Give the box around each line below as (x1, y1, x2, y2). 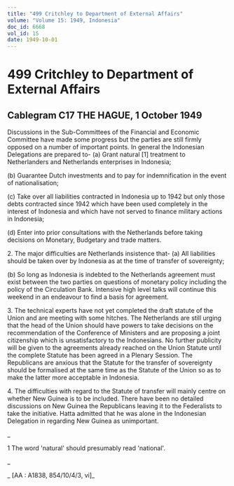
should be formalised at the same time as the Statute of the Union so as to (7, 366, 221, 374)
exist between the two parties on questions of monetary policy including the (7, 278, 227, 286)
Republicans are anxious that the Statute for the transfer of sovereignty (7, 358, 212, 367)
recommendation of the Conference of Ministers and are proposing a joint (7, 329, 221, 337)
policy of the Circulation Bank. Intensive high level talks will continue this (7, 285, 217, 294)
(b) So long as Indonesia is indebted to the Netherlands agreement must (7, 271, 216, 279)
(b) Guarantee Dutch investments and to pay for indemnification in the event (7, 171, 227, 180)
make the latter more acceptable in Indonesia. (7, 373, 139, 382)
